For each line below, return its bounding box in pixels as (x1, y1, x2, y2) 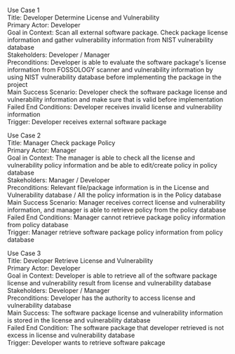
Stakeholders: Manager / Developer (7, 176, 110, 184)
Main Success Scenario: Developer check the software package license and (7, 88, 228, 96)
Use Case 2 (7, 131, 41, 139)
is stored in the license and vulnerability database (7, 316, 151, 325)
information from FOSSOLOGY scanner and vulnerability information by (7, 66, 213, 74)
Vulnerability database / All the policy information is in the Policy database (7, 191, 222, 199)
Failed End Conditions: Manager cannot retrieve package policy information (7, 213, 226, 222)
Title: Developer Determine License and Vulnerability (7, 13, 160, 22)
